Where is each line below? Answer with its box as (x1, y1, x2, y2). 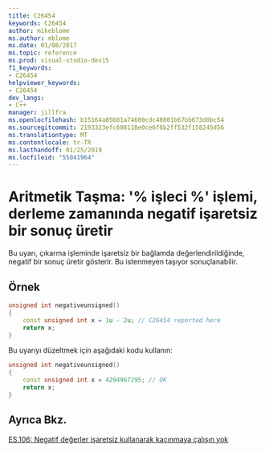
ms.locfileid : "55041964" (8, 153, 95, 161)
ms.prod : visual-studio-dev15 (8, 57, 110, 65)
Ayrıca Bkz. (8, 414, 67, 427)
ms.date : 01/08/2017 (8, 42, 78, 50)
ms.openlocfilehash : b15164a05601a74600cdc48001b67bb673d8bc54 (8, 116, 225, 124)
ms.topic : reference (8, 49, 78, 57)
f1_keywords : (8, 64, 52, 72)
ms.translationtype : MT (8, 131, 88, 139)
